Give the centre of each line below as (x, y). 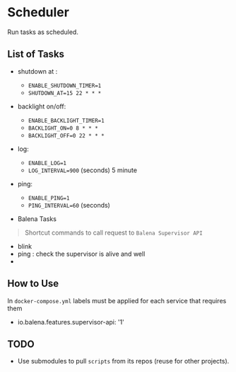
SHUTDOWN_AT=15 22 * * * (65, 93)
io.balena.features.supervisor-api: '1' (71, 322)
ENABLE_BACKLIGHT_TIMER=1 (66, 120)
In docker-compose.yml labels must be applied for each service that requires (117, 300)
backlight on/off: (42, 106)
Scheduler (38, 12)
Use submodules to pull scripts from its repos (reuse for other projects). (123, 361)
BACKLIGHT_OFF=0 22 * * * (66, 135)
